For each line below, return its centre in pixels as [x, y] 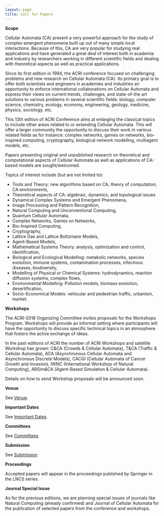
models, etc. [18, 145]
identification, [26, 252]
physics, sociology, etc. [29, 110]
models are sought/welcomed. [49, 165]
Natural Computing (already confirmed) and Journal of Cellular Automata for [82, 503]
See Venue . [17, 397]
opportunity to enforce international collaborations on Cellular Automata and [82, 89]
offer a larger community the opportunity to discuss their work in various [78, 129]
